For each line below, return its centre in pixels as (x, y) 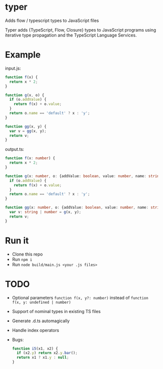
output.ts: (15, 149)
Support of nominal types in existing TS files (56, 311)
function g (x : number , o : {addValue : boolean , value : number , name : (76, 176)
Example (23, 55)
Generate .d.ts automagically (41, 321)
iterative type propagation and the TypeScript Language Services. (71, 35)
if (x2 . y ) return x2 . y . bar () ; (47, 353)
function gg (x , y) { (26, 126)
